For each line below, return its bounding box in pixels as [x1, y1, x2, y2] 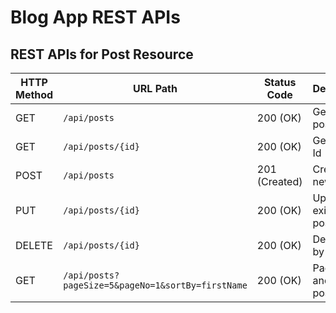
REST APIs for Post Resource [10, 46, 194, 63]
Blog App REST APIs [10, 6, 181, 29]
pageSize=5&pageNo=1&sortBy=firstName [63, 280, 248, 291]
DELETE [15, 239, 53, 252]
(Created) [256, 175, 303, 188]
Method [15, 88, 54, 101]
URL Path [133, 82, 178, 95]
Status [263, 76, 297, 89]
